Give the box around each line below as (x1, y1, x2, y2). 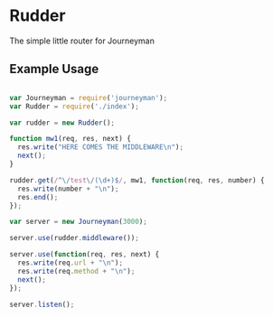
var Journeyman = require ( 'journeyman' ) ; (9, 93, 168, 102)
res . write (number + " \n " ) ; (17, 184, 119, 193)
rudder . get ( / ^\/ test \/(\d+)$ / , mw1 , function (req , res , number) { (9, 175, 265, 185)
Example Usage (9, 61, 99, 77)
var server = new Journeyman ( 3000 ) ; (9, 218, 147, 227)
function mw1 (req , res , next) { (9, 135, 131, 144)
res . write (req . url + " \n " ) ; (17, 258, 124, 267)
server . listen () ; (9, 300, 75, 309)
